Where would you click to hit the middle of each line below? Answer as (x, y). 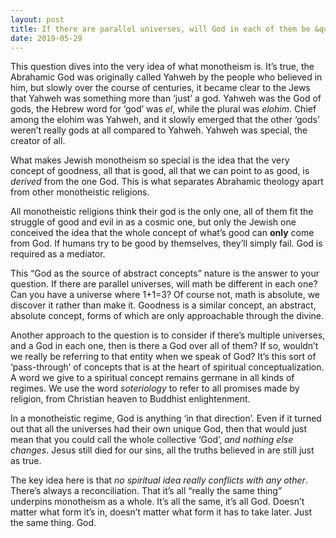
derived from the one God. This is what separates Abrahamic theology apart (167, 182)
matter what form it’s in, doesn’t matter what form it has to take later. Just (161, 512)
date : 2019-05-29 (46, 38)
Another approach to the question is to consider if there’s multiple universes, (168, 335)
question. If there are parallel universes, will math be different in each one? (164, 284)
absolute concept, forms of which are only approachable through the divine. (167, 316)
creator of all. (38, 141)
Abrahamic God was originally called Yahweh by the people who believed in (166, 77)
